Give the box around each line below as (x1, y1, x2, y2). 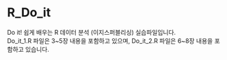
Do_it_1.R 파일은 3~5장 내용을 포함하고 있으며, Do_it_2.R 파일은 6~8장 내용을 (7, 36, 213, 45)
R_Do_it (7, 5, 51, 20)
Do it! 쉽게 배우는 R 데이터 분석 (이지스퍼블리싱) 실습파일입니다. (7, 28, 176, 36)
